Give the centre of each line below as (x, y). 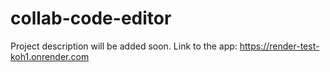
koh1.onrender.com (50, 56)
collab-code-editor (91, 18)
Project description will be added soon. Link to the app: (124, 46)
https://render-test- (279, 46)
